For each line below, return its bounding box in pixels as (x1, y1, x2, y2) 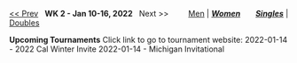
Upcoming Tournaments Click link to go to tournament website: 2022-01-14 (9, 35, 288, 45)
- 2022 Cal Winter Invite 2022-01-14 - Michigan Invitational (9, 44, 224, 54)
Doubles (9, 17, 40, 28)
